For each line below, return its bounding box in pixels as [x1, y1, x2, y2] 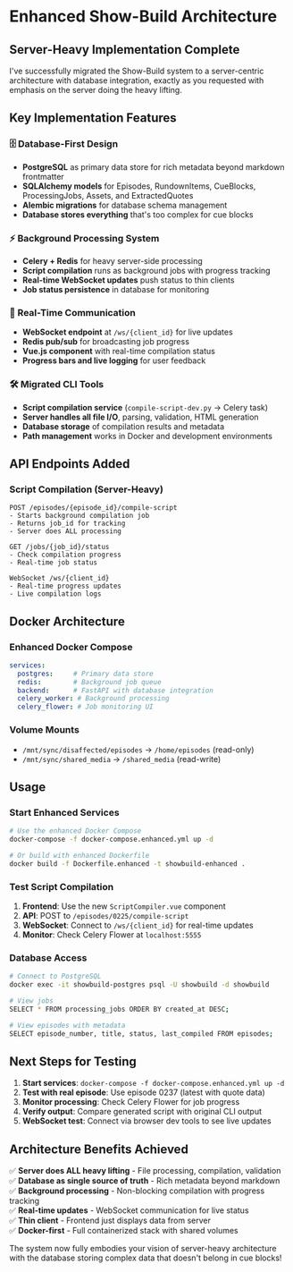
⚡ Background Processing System [9, 232, 160, 244]
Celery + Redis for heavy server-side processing [21, 255, 203, 266]
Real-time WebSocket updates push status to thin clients [21, 275, 235, 285]
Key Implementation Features [9, 110, 177, 126]
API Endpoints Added [9, 456, 130, 471]
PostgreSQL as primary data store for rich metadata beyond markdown [21, 161, 285, 172]
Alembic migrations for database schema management [21, 199, 228, 210]
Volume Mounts [9, 724, 80, 736]
